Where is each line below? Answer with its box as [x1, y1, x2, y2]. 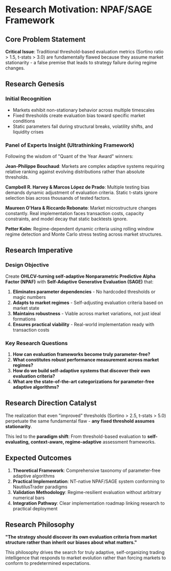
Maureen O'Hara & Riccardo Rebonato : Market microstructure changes [5, 204, 157, 211]
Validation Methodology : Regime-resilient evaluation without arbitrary [12, 489, 161, 495]
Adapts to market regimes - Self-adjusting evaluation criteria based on [12, 299, 163, 306]
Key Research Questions [5, 339, 68, 347]
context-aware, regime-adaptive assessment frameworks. [30, 439, 156, 445]
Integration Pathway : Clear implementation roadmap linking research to [12, 500, 165, 506]
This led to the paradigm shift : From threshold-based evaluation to [5, 433, 146, 440]
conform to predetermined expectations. [5, 560, 91, 566]
